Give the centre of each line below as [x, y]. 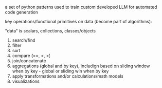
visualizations [26, 81]
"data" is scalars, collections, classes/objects [51, 31]
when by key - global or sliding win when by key [60, 71]
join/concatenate [29, 61]
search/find [24, 40]
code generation [22, 12]
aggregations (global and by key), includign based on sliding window [81, 66]
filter [17, 45]
